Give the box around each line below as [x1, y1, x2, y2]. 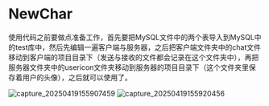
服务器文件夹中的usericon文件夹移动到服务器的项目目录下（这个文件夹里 [8, 62, 250, 72]
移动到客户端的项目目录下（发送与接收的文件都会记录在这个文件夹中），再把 [8, 52, 259, 62]
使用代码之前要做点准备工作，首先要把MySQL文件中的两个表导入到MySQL [8, 32, 255, 42]
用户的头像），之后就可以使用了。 [22, 72, 132, 82]
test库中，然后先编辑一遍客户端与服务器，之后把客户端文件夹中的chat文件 [14, 42, 262, 52]
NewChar [8, 5, 73, 23]
